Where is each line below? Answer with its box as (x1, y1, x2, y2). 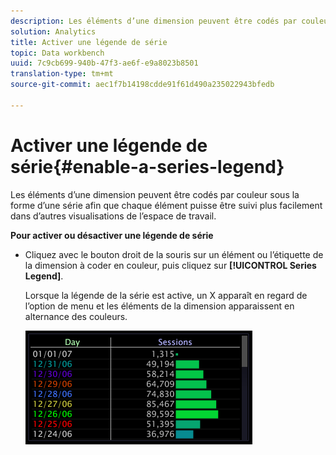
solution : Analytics (10, 26, 97, 37)
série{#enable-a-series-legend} (10, 155, 285, 178)
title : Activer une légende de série (10, 37, 168, 47)
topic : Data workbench (10, 48, 105, 58)
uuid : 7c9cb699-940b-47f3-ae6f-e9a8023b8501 (10, 58, 199, 69)
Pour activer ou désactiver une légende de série (10, 229, 214, 241)
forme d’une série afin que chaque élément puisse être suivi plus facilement (10, 199, 323, 211)
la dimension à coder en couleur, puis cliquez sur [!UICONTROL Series (24, 259, 317, 271)
